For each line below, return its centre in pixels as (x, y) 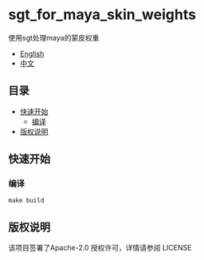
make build (26, 201)
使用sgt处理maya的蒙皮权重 (54, 37)
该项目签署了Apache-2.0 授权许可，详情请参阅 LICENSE (100, 248)
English (32, 53)
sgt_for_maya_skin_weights (102, 15)
